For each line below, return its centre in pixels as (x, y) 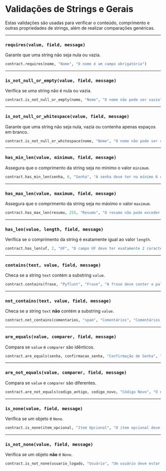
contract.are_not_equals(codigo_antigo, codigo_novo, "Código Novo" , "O (82, 392)
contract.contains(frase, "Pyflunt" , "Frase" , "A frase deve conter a (79, 284)
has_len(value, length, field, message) (54, 229)
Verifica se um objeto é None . (34, 419)
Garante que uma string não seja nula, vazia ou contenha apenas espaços (80, 126)
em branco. (17, 132)
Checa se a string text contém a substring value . (55, 275)
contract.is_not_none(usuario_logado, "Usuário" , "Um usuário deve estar (83, 464)
